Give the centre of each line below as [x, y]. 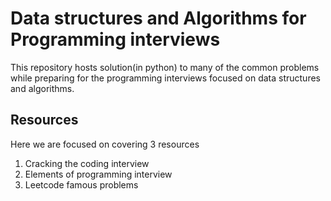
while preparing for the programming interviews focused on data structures [165, 78]
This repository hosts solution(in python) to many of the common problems [165, 67]
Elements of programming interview [98, 174]
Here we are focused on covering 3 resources [105, 144]
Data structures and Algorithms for [158, 18]
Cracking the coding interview [87, 163]
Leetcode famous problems [81, 184]
